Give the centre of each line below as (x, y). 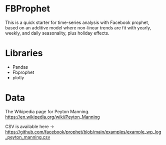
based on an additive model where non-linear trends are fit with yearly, (78, 27)
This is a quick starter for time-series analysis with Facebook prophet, (77, 22)
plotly (18, 77)
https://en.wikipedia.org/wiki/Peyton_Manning (52, 117)
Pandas (20, 67)
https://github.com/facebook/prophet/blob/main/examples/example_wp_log (83, 132)
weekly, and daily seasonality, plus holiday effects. (57, 33)
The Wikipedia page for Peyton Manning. (47, 111)
